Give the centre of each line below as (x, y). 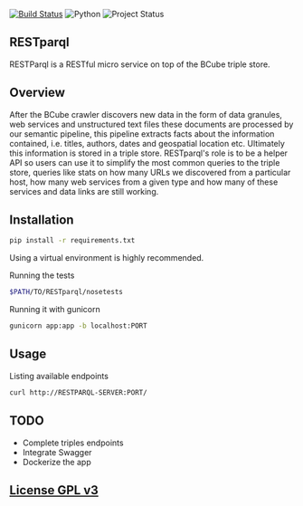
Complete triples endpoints (73, 443)
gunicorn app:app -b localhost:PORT (78, 326)
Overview (38, 93)
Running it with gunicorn (55, 310)
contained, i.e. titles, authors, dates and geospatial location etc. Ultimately (147, 143)
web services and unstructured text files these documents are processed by (151, 124)
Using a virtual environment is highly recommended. (107, 258)
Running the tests (42, 275)
